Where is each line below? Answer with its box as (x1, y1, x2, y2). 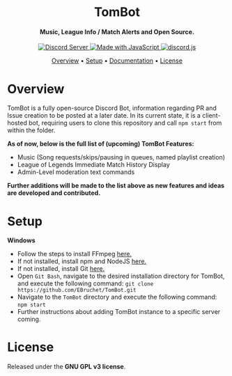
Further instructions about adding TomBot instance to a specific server (17, 308, 221, 316)
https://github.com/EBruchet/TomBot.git (17, 287, 137, 294)
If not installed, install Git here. (17, 265, 105, 273)
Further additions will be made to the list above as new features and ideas (7, 182, 225, 190)
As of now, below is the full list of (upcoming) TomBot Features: (7, 140, 194, 148)
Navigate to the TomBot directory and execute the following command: (17, 293, 217, 301)
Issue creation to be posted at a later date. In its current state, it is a (7, 111, 201, 120)
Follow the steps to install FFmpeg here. (17, 250, 132, 258)
